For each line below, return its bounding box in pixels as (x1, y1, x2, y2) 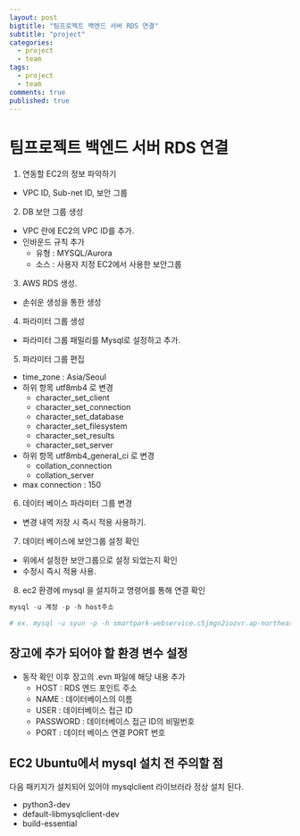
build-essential (21, 818, 78, 829)
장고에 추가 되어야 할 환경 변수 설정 (9, 646, 188, 661)
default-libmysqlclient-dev (21, 808, 120, 819)
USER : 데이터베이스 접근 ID (35, 705, 134, 715)
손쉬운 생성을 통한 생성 (21, 297, 102, 308)
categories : (9, 38, 54, 47)
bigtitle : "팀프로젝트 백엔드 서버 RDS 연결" (9, 21, 159, 30)
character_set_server (35, 439, 113, 451)
